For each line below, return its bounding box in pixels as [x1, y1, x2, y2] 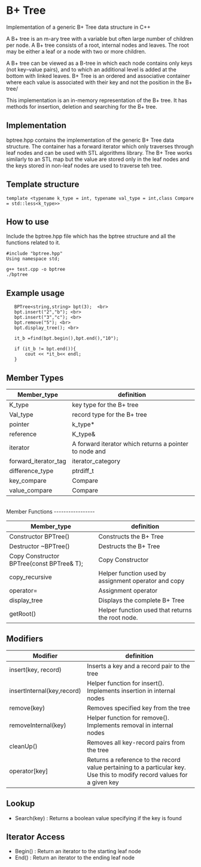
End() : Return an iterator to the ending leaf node [14, 854, 135, 862]
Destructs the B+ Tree [98, 542, 160, 550]
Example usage [6, 288, 65, 298]
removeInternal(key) [9, 721, 67, 730]
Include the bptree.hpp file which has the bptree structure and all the [6, 232, 176, 240]
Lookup [6, 799, 35, 809]
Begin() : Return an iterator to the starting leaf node [14, 848, 142, 855]
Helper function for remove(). [86, 713, 169, 722]
